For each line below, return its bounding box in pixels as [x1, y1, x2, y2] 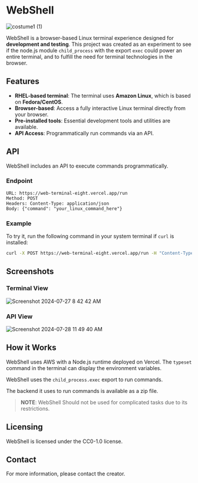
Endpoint [6, 177, 33, 185]
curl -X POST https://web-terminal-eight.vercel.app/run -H [6, 251, 157, 257]
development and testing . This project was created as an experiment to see [6, 41, 192, 48]
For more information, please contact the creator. [6, 470, 126, 477]
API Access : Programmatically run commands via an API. [14, 129, 154, 136]
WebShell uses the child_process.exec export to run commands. [6, 376, 163, 383]
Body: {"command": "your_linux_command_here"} [6, 205, 123, 212]
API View [6, 312, 33, 321]
